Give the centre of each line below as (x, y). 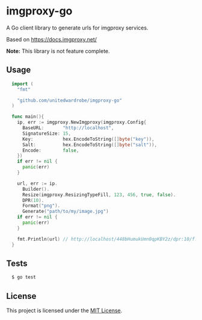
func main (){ (28, 117)
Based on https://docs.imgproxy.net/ (52, 39)
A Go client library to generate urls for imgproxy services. (77, 28)
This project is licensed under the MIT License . (64, 310)
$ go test (24, 277)
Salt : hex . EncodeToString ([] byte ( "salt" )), (90, 145)
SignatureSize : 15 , (46, 134)
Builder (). (36, 189)
